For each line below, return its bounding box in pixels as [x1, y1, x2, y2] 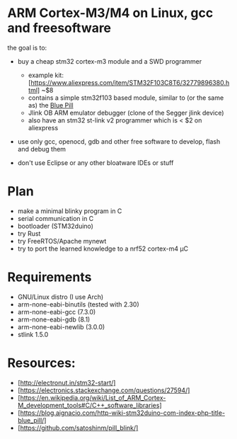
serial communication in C [17, 214, 94, 222]
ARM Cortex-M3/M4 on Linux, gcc [7, 5, 214, 21]
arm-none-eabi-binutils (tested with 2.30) [17, 300, 139, 309]
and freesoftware [7, 20, 112, 36]
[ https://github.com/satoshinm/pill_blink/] [17, 423, 139, 432]
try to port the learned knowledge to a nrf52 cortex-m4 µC [17, 244, 189, 253]
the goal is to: [7, 43, 47, 52]
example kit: [28, 71, 64, 79]
